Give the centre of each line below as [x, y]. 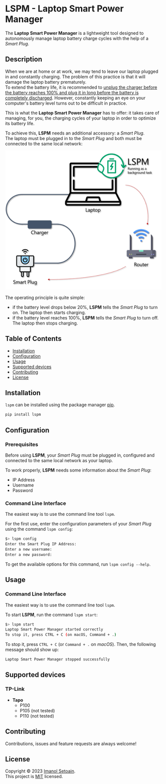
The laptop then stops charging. [45, 323]
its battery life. [20, 123]
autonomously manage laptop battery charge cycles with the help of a [77, 38]
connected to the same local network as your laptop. [59, 461]
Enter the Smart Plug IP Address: [41, 544]
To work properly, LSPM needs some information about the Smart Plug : [78, 470]
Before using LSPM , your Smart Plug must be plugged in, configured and [80, 455]
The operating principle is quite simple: [45, 298]
